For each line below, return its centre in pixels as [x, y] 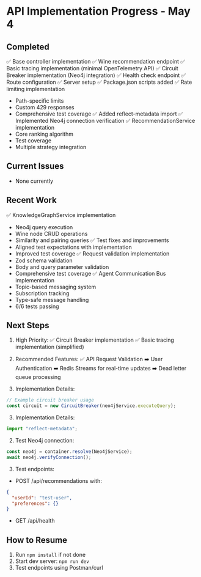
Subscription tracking [42, 293]
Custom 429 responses [45, 107]
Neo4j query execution [44, 227]
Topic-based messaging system [56, 287]
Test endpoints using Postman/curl [59, 568]
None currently [34, 181]
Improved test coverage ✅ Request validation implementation [92, 253]
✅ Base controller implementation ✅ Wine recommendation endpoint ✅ [96, 61]
